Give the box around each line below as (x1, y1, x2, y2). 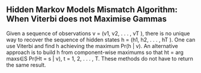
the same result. (6, 61, 46, 68)
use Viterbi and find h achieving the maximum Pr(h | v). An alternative (6, 42, 178, 49)
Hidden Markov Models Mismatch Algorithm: (6, 5, 178, 15)
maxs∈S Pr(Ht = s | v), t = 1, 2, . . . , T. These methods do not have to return (6, 55, 193, 62)
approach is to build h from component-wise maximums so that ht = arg (6, 49, 184, 56)
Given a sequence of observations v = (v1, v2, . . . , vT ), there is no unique (6, 30, 190, 37)
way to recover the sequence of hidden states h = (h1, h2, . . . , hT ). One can (6, 36, 196, 43)
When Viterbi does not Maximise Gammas (6, 14, 167, 24)
